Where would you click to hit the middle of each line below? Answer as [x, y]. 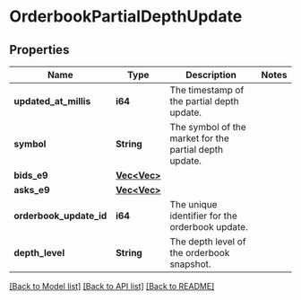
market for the [200, 138]
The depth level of [208, 242]
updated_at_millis [52, 101]
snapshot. [191, 264]
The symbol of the [208, 127]
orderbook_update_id [60, 216]
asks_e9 [32, 190]
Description [211, 75]
